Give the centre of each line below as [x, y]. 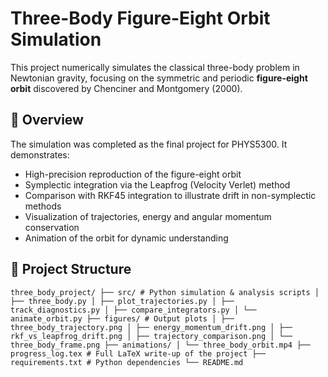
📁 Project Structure [71, 269]
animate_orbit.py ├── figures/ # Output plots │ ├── [122, 318]
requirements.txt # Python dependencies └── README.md [127, 362]
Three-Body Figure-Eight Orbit [140, 18]
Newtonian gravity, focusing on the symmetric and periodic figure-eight [159, 78]
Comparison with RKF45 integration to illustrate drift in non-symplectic [170, 195]
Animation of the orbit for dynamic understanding [126, 238]
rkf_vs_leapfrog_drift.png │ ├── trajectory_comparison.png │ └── [151, 336]
